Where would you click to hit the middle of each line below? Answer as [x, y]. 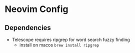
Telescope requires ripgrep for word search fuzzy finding [71, 39]
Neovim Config [36, 9]
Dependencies [28, 28]
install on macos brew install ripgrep [59, 45]
